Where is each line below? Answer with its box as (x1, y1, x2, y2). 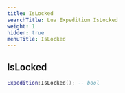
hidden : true (7, 29, 45, 37)
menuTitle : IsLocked (7, 36, 67, 43)
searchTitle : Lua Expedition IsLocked (7, 17, 118, 23)
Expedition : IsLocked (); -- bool (7, 79, 100, 86)
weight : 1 (7, 23, 36, 30)
